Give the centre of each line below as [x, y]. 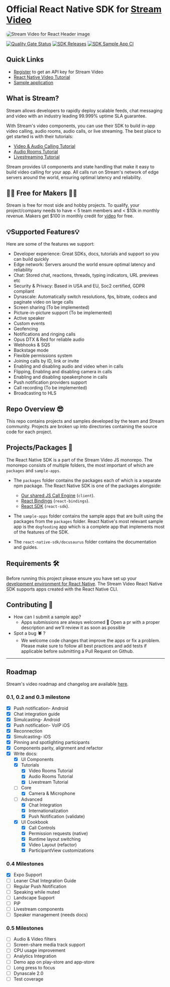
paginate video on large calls [44, 302]
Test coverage [28, 979]
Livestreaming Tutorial [36, 157]
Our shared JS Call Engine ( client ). [58, 495]
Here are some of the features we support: [51, 244]
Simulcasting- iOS [32, 736]
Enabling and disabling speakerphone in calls [60, 377]
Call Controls [42, 828]
